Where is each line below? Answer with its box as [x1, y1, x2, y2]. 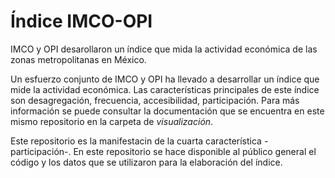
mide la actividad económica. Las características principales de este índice [10, 83, 320, 95]
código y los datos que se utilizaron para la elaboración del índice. [10, 156, 283, 168]
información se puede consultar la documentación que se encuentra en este [10, 105, 325, 117]
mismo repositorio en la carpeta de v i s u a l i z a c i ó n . [10, 115, 214, 127]
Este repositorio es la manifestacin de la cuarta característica [10, 135, 262, 147]
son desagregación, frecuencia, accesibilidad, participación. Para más [10, 94, 300, 106]
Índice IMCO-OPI [10, 10, 153, 33]
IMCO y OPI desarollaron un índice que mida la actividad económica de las [10, 43, 318, 55]
